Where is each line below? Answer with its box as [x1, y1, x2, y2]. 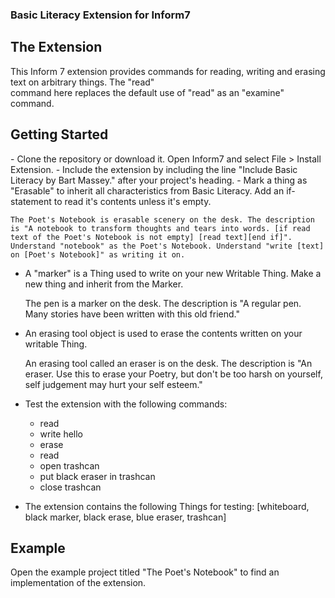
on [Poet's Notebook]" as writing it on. [10, 249, 186, 260]
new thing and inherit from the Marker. [24, 278, 184, 290]
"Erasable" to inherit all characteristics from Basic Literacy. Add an [10, 184, 285, 197]
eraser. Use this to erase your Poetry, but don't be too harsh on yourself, [24, 368, 323, 380]
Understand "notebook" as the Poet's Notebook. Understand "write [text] [10, 241, 325, 251]
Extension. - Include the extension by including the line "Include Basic [10, 163, 298, 175]
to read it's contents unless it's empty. [53, 195, 212, 207]
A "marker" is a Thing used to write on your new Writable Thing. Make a [24, 267, 322, 279]
